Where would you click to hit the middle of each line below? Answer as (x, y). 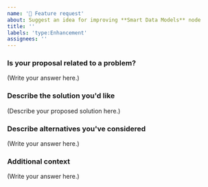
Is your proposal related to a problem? (71, 63)
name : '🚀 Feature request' (46, 13)
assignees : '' (27, 39)
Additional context (39, 161)
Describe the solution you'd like (61, 96)
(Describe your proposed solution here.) (64, 111)
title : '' (21, 26)
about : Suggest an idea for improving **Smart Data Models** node (104, 20)
